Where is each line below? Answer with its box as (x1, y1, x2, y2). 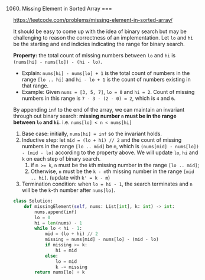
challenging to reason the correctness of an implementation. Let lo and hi (13, 34, 193, 41)
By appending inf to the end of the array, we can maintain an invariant (13, 106, 185, 113)
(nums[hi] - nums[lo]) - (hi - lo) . (13, 58, 103, 65)
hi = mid (55, 248, 77, 253)
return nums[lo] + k (34, 269, 85, 275)
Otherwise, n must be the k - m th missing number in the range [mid (30, 168, 194, 175)
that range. (21, 82, 49, 89)
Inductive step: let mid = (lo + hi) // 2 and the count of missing (21, 136, 182, 144)
